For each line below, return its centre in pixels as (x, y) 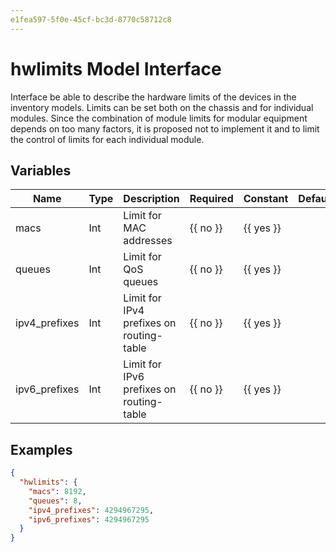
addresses (148, 241)
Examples (41, 449)
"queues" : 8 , (55, 501)
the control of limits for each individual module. (107, 139)
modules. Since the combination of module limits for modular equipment (159, 118)
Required (211, 199)
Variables (41, 170)
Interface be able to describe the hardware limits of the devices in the (153, 97)
